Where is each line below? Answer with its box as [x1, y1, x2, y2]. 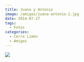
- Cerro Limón [9, 34, 38, 39]
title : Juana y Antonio [5, 7, 53, 12]
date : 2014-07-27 [5, 16, 40, 21]
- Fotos [9, 25, 25, 30]
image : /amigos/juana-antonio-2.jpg [5, 12, 79, 16]
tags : [5, 20, 16, 26]
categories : [5, 30, 29, 34]
